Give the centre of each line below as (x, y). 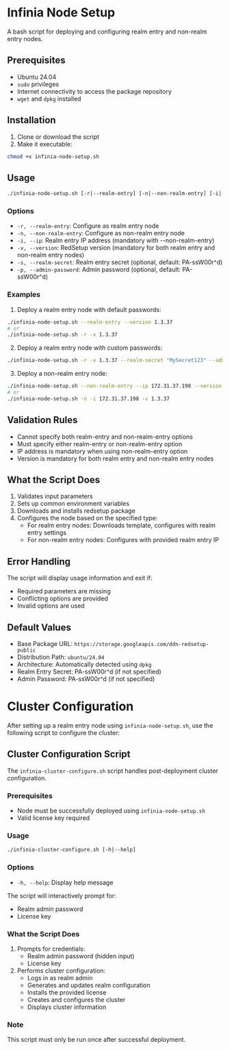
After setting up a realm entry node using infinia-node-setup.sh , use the (110, 726)
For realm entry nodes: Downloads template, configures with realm (121, 526)
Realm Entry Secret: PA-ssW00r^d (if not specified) (89, 671)
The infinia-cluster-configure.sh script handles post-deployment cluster (113, 771)
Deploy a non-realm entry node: (62, 374)
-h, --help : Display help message (65, 882)
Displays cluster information (67, 1007)
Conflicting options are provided (62, 599)
